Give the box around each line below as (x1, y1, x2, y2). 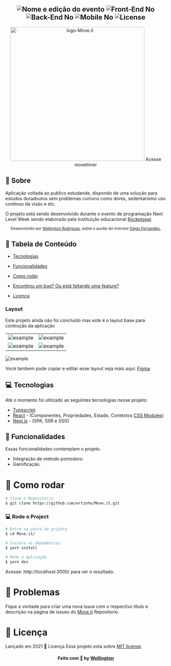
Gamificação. (12, 461, 41, 467)
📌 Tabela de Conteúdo (5, 240, 77, 249)
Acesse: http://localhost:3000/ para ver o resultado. (5, 569, 115, 575)
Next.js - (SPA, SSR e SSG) (12, 417, 69, 424)
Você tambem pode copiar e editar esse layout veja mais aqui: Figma (5, 365, 151, 372)
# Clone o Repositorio (5, 496, 54, 501)
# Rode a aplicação (5, 554, 47, 559)
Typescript (12, 407, 36, 413)
